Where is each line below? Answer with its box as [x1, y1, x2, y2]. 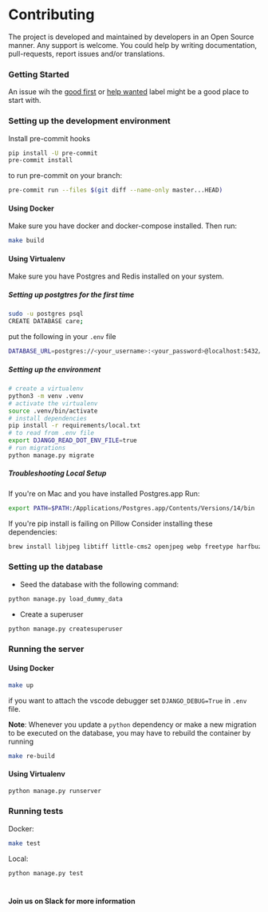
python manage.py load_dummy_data [8, 594, 124, 603]
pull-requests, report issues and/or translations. [8, 49, 165, 58]
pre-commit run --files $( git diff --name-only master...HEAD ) [8, 186, 223, 195]
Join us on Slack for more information [8, 896, 136, 906]
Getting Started [8, 69, 69, 80]
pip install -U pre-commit [8, 149, 98, 157]
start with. [8, 96, 41, 105]
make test [8, 839, 41, 847]
